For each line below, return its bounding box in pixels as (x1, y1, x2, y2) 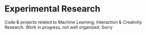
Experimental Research (4, 3, 100, 14)
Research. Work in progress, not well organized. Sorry (4, 24, 113, 30)
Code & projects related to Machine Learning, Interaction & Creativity (4, 19, 143, 25)
